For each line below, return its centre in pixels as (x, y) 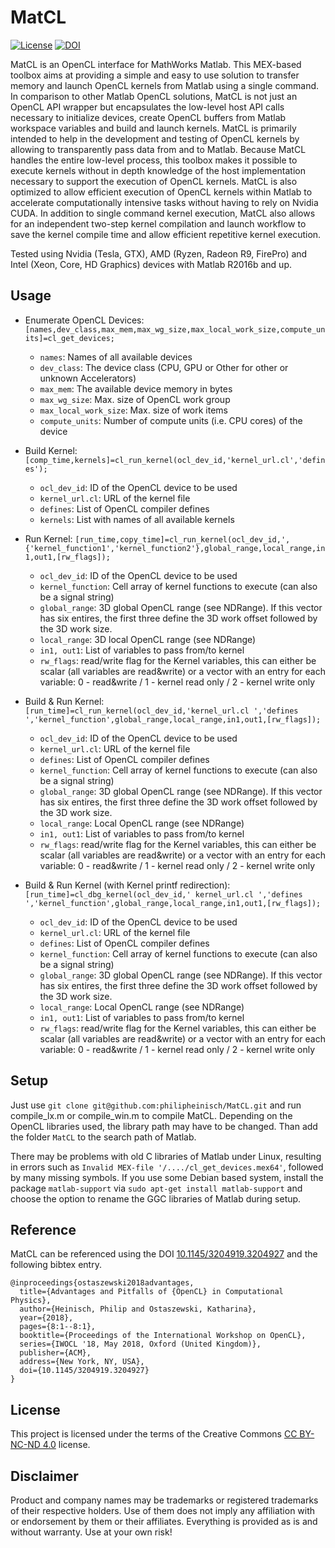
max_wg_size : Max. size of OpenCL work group (135, 399)
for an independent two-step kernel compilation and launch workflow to (158, 223)
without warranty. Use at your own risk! (91, 1532)
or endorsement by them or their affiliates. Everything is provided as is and (164, 1521)
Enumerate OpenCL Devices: (84, 320)
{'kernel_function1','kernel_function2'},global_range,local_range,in (175, 548)
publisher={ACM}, (55, 1353)
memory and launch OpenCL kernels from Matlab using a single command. (165, 85)
